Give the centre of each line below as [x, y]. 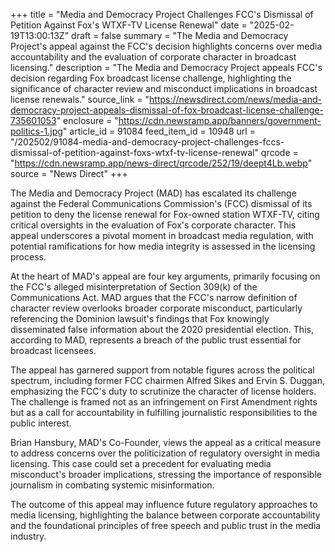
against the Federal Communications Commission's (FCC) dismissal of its [161, 203]
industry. [28, 536]
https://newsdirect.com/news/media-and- [235, 99]
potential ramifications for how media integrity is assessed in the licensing [163, 246]
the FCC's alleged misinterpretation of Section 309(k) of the [134, 287]
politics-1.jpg [36, 131]
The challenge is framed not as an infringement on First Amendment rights [164, 402]
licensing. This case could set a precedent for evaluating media [141, 463]
